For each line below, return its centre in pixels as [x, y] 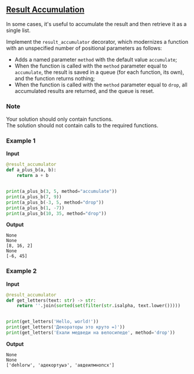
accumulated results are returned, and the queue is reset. [84, 91]
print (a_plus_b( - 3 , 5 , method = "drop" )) [55, 202]
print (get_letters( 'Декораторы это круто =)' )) [66, 327]
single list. [18, 30]
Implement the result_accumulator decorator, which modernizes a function [97, 41]
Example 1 [21, 141]
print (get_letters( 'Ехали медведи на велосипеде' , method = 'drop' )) [91, 333]
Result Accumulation [45, 10]
